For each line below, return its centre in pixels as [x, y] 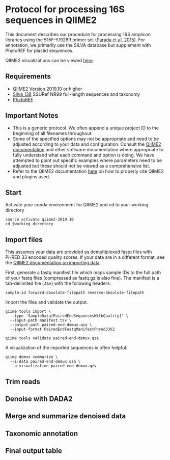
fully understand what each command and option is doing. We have [83, 155]
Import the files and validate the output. [47, 302]
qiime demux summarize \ [32, 357]
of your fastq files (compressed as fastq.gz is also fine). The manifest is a [82, 278]
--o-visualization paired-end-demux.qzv [53, 366]
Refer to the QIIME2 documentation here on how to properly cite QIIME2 [88, 171]
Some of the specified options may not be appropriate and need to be [86, 139]
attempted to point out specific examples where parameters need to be [87, 160]
